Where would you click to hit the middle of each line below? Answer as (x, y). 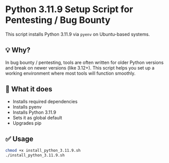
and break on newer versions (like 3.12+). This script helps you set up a (80, 68)
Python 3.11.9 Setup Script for (69, 9)
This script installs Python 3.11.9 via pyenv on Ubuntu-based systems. (78, 34)
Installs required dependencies (45, 101)
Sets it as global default (37, 117)
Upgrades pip (27, 123)
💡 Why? (18, 50)
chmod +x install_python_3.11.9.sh (43, 151)
